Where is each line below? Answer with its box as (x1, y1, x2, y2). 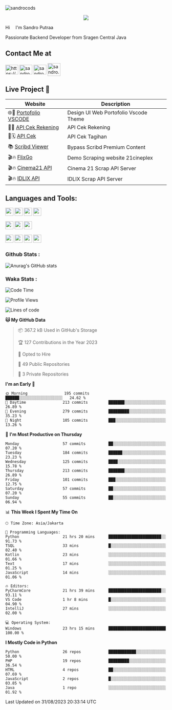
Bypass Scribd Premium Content (67, 144, 146, 151)
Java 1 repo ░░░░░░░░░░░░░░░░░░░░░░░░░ (5, 685, 166, 691)
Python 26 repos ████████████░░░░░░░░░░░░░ (5, 649, 166, 655)
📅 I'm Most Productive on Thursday (5, 431, 82, 438)
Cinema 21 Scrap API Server (67, 165, 137, 172)
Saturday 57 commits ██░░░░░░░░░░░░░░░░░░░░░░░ (5, 486, 166, 491)
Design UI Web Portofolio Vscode (67, 109, 147, 116)
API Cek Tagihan (67, 133, 107, 141)
